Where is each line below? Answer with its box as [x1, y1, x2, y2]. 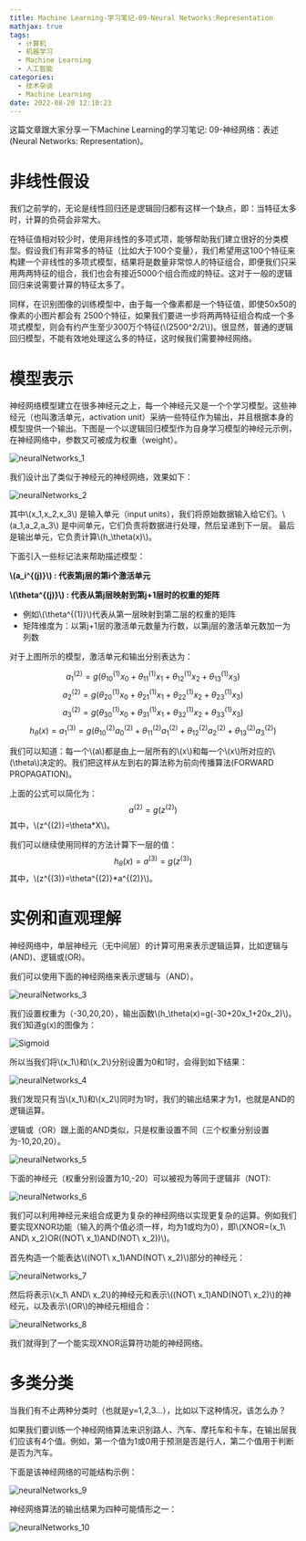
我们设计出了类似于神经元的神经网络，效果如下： [9, 472, 193, 483]
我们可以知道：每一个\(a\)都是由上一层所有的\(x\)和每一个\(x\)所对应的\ [9, 745, 276, 757]
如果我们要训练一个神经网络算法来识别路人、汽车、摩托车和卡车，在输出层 [9, 1424, 289, 1435]
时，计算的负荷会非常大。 [9, 214, 106, 225]
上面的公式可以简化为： [9, 788, 97, 799]
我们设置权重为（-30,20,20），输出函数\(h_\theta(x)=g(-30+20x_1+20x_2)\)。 [9, 1008, 297, 1019]
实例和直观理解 [9, 909, 122, 929]
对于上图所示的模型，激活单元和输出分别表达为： [9, 651, 193, 662]
